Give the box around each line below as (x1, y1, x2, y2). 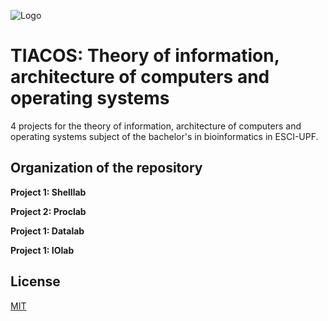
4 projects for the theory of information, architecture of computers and (10, 120, 302, 132)
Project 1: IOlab (10, 244, 75, 256)
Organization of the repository (10, 160, 203, 177)
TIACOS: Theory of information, (10, 45, 280, 67)
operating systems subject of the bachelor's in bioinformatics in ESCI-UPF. (10, 130, 319, 142)
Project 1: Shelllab (10, 186, 87, 198)
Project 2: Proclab (10, 205, 87, 217)
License (10, 273, 61, 290)
